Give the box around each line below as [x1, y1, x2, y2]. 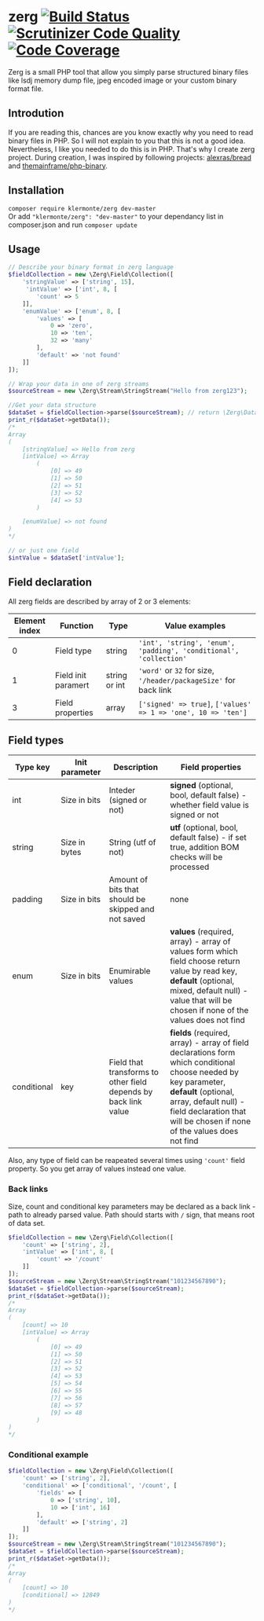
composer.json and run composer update [8, 220, 137, 229]
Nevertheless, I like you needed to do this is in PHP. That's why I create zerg [8, 144, 255, 153]
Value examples [164, 620, 226, 631]
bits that [108, 884, 139, 895]
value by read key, [170, 966, 238, 977]
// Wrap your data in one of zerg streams [8, 380, 149, 388]
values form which [170, 946, 238, 957]
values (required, [170, 926, 234, 937]
